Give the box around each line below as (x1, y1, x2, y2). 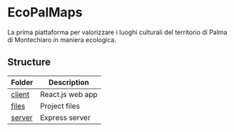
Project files (40, 101, 81, 111)
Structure (7, 56, 51, 68)
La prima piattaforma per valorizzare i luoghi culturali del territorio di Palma (7, 28, 228, 36)
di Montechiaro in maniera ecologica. (7, 35, 116, 44)
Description (49, 77, 89, 87)
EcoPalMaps (7, 4, 83, 21)
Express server (40, 112, 91, 122)
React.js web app (40, 89, 98, 99)
